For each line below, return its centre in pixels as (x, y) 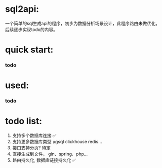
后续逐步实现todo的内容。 (31, 29)
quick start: (29, 50)
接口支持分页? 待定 (31, 148)
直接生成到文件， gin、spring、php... (50, 154)
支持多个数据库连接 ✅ (34, 135)
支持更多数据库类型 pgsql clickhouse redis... (57, 142)
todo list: (24, 121)
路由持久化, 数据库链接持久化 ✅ (44, 160)
